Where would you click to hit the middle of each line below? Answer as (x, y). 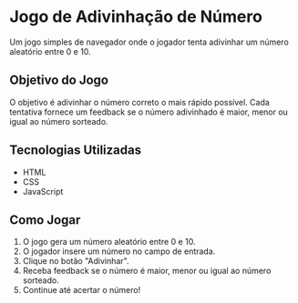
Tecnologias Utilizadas (76, 151)
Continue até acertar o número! (82, 290)
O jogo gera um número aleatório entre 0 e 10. (109, 242)
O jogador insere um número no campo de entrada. (119, 251)
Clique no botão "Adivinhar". (76, 261)
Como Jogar (45, 220)
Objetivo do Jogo (59, 81)
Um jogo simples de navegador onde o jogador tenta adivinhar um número (149, 42)
